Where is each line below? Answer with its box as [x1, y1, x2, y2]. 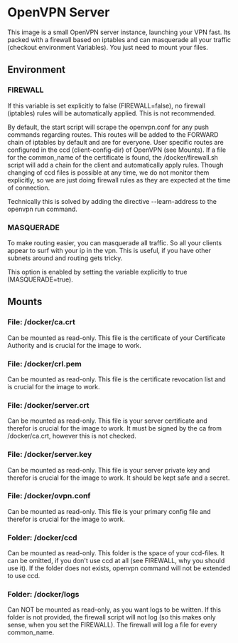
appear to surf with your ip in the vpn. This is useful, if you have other [7, 246, 212, 254]
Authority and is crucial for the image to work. [7, 341, 142, 349]
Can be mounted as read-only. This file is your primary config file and [7, 507, 211, 515]
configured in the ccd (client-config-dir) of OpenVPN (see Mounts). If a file [7, 145, 226, 154]
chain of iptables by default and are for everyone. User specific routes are [7, 138, 224, 146]
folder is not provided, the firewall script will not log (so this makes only [7, 613, 216, 622]
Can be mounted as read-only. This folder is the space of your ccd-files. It [7, 549, 225, 557]
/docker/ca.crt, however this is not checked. [7, 432, 136, 441]
